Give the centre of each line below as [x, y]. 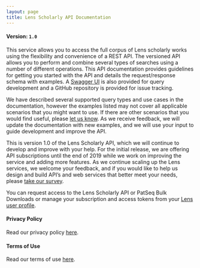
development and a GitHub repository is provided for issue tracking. [90, 88]
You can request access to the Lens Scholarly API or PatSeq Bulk [87, 193]
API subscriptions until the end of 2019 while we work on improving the [94, 156]
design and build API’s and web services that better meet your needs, [92, 175]
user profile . [21, 205]
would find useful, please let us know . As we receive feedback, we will [93, 118]
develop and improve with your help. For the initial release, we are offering [98, 149]
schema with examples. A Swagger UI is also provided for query [85, 81]
